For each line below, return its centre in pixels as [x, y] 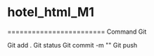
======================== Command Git [77, 31]
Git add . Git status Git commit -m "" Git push [72, 45]
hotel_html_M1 [51, 12]
